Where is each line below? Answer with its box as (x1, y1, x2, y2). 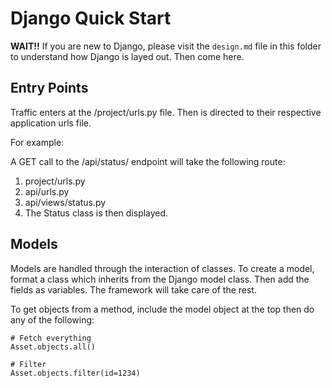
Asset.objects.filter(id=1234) (10, 368, 141, 378)
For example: (10, 136, 65, 148)
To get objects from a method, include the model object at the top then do (10, 303, 315, 315)
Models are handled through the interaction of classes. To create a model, (10, 262, 315, 274)
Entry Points (10, 80, 89, 97)
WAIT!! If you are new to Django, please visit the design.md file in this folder (10, 40, 322, 52)
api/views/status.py (24, 196, 107, 208)
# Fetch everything (10, 333, 92, 343)
